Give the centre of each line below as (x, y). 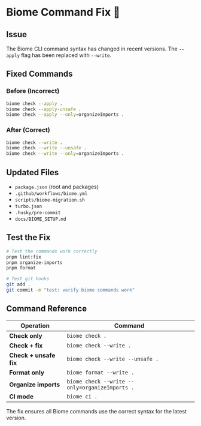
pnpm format (21, 268)
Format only (27, 373)
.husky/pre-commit (38, 213)
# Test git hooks (28, 279)
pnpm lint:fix (24, 257)
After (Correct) (28, 130)
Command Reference (47, 309)
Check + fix (26, 346)
